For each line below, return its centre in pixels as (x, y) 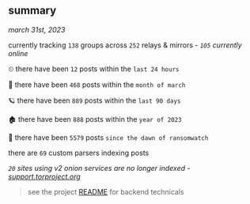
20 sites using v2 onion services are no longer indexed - (99, 168)
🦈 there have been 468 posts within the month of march (97, 85)
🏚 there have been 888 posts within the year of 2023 (95, 119)
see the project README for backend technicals (106, 191)
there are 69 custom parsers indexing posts (79, 153)
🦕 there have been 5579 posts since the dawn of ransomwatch (108, 137)
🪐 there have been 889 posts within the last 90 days (95, 100)
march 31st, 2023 (37, 29)
